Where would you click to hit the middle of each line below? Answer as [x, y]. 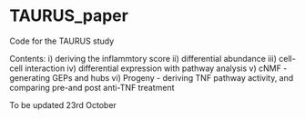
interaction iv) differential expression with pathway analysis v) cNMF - [156, 68]
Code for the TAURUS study [62, 41]
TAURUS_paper [69, 16]
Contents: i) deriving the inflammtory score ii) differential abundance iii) [143, 58]
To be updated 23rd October [63, 104]
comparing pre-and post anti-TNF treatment [92, 87]
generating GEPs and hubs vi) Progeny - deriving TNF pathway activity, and [152, 77]
